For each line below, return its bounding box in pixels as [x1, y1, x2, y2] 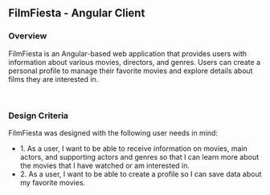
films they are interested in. [8, 74, 99, 83]
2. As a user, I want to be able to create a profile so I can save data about [19, 169, 262, 179]
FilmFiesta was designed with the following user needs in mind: [8, 128, 219, 137]
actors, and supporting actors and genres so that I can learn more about [19, 152, 260, 161]
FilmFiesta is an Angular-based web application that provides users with [8, 48, 247, 59]
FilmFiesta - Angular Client [8, 6, 145, 20]
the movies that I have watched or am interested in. [19, 160, 190, 170]
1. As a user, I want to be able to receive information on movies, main [19, 144, 247, 153]
